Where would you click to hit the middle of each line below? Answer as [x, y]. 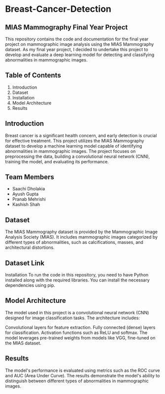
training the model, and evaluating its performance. [57, 161]
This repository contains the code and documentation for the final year [77, 39]
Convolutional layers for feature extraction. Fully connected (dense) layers [80, 327]
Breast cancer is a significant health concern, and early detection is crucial [81, 135]
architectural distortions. [30, 247]
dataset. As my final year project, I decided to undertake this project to [77, 49]
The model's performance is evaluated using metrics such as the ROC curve [82, 370]
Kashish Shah [26, 205]
